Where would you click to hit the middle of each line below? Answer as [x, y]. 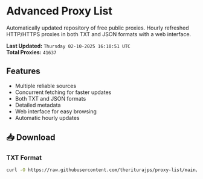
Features [23, 71]
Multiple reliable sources [46, 86]
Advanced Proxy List [60, 11]
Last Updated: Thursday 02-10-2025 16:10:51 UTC [69, 46]
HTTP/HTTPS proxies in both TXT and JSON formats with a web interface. [99, 34]
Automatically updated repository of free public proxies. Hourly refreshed [98, 28]
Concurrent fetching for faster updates [63, 92]
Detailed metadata [38, 105]
